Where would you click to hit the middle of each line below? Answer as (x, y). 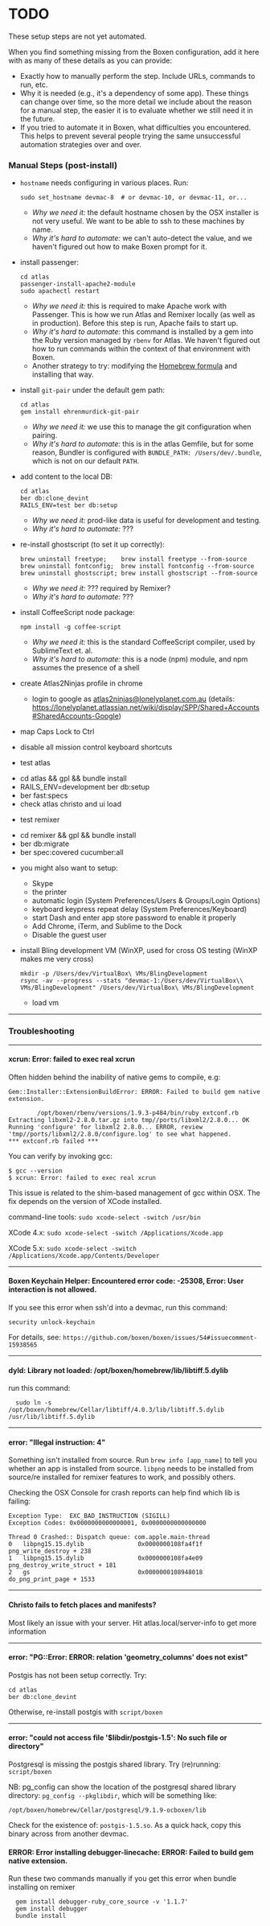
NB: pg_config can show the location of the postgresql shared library (123, 1787)
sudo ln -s (34, 1403)
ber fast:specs (44, 796)
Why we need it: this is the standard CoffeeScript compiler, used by (143, 642)
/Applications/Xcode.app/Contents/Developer (84, 1256)
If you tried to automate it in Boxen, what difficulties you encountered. (135, 127)
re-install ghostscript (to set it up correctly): (92, 545)
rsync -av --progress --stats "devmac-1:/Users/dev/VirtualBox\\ (131, 981)
